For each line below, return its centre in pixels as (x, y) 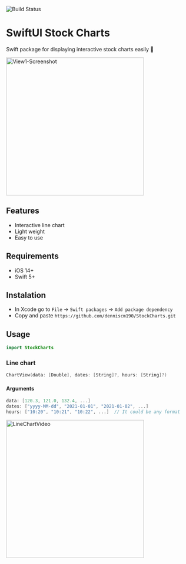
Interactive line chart (39, 225)
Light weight (30, 231)
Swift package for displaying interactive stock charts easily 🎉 (80, 49)
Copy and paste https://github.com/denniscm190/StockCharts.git (95, 316)
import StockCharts (30, 348)
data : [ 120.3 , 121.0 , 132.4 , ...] (49, 401)
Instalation (26, 295)
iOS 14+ (24, 270)
